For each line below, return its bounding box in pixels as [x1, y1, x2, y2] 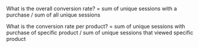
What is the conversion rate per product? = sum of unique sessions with [6, 23, 186, 30]
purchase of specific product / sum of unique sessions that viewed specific [6, 29, 194, 36]
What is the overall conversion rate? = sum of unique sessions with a [6, 5, 177, 12]
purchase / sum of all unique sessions [6, 11, 101, 18]
